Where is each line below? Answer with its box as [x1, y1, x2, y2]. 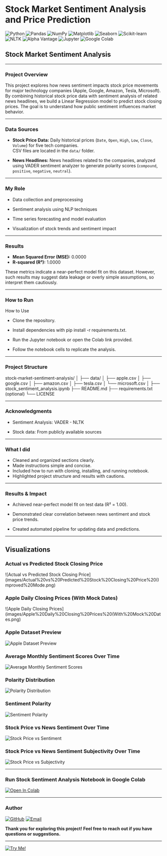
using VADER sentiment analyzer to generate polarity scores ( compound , [12, 163, 158, 169]
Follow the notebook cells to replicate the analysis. [12, 346, 116, 352]
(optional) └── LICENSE [5, 391, 55, 397]
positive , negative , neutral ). [12, 168, 72, 174]
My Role [5, 185, 25, 192]
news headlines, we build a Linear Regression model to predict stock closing [5, 98, 162, 104]
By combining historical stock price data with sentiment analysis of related [5, 93, 158, 99]
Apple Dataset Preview [5, 629, 62, 636]
